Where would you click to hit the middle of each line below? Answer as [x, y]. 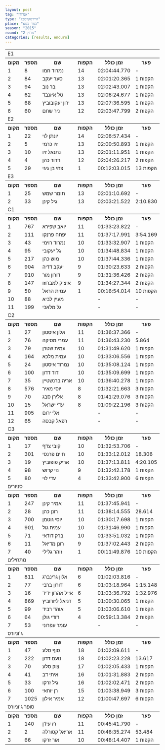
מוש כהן [51, 258]
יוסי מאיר [52, 388]
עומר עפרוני [55, 625]
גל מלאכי [52, 307]
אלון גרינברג [55, 577]
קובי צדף [51, 446]
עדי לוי [49, 478]
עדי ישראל [53, 405]
